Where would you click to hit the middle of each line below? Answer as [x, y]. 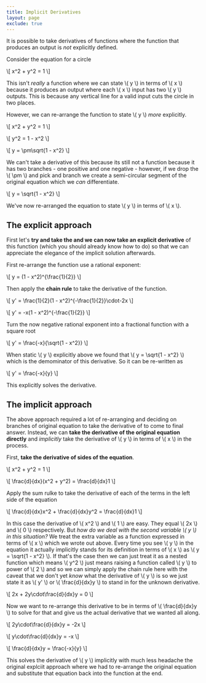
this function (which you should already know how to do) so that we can [98, 247]
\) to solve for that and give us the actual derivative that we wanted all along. [103, 613]
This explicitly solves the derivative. [52, 385]
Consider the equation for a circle [49, 60]
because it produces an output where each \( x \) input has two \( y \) [94, 90]
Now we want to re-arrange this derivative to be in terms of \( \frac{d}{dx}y [102, 606]
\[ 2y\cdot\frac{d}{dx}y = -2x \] [46, 624]
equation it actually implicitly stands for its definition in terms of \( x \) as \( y [103, 550]
